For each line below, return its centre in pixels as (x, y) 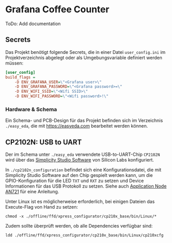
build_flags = (20, 77)
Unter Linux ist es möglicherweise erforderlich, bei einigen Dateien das (80, 201)
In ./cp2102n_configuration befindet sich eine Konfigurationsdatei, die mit (83, 170)
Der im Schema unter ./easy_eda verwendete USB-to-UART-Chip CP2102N (83, 154)
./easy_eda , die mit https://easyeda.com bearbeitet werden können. (77, 126)
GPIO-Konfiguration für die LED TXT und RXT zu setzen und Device (75, 181)
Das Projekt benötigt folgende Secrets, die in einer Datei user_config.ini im (85, 52)
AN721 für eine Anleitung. (32, 192)
